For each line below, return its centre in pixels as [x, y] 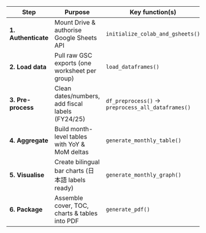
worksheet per [75, 71]
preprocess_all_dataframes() [148, 108]
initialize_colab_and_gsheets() [153, 34]
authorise [68, 30]
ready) [64, 188]
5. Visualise [27, 175]
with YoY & [70, 144]
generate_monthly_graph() [144, 175]
